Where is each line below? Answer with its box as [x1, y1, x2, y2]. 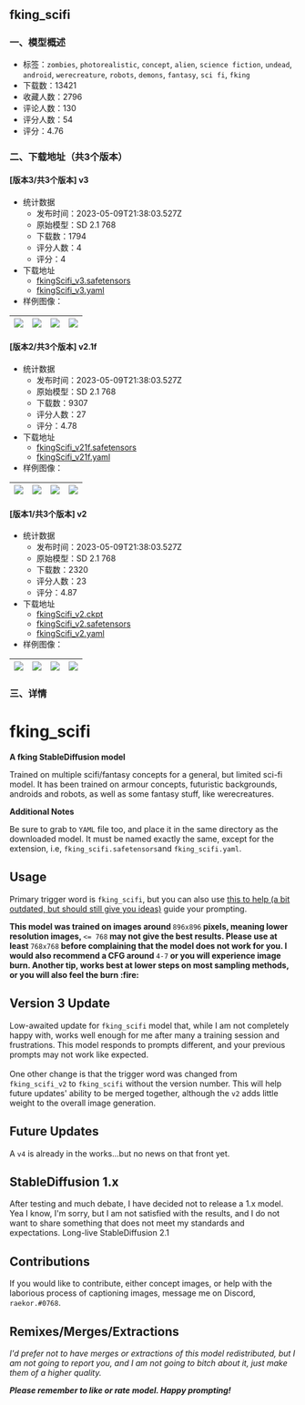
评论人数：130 [22, 102, 76, 113]
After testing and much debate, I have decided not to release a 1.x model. [9, 1198, 284, 1209]
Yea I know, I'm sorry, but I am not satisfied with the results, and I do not [9, 1208, 280, 1219]
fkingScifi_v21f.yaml [36, 452, 111, 463]
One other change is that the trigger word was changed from [9, 1068, 238, 1079]
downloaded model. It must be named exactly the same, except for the [9, 833, 275, 845]
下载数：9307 [36, 398, 88, 409]
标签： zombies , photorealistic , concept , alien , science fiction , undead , [22, 58, 293, 69]
